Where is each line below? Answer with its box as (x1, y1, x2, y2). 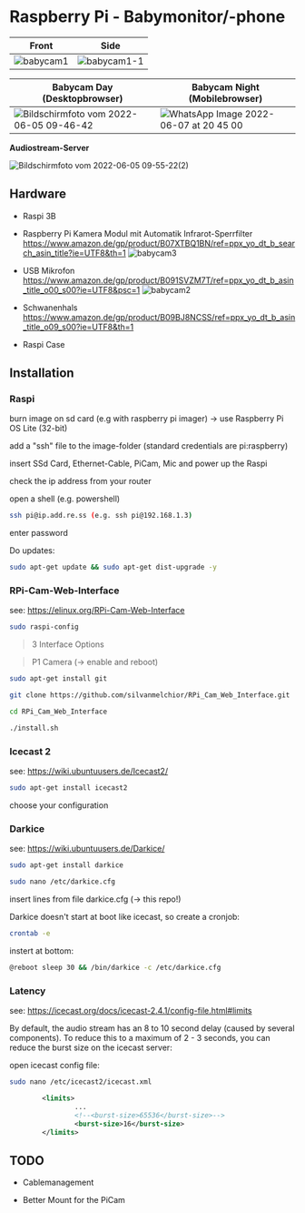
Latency (9, 985, 46, 997)
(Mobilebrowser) (188, 92, 263, 105)
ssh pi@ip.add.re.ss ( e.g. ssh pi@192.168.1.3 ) (9, 511, 193, 521)
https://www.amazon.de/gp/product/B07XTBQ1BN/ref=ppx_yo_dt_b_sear (22, 238, 296, 248)
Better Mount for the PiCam (22, 1195, 125, 1206)
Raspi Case (22, 339, 65, 349)
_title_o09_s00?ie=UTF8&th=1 (22, 321, 134, 332)
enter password (9, 528, 68, 539)
